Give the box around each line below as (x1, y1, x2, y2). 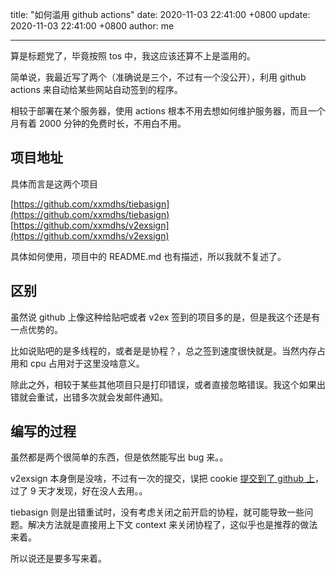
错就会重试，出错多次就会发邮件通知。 (10, 391, 168, 403)
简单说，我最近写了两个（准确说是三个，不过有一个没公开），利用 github (10, 71, 307, 83)
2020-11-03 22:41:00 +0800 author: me (10, 20, 175, 32)
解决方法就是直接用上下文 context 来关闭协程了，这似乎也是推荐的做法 (27, 519, 318, 531)
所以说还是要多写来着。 (10, 553, 107, 565)
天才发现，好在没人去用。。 (38, 485, 148, 497)
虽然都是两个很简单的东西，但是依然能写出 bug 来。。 (10, 451, 229, 463)
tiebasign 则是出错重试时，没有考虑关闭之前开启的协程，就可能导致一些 (10, 506, 305, 518)
